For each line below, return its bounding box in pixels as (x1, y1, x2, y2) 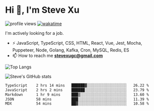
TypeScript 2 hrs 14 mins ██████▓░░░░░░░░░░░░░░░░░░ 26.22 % (5, 83, 149, 88)
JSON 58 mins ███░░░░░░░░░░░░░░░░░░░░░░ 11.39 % (5, 97, 149, 102)
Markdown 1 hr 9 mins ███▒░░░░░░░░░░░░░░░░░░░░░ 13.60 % (5, 92, 149, 97)
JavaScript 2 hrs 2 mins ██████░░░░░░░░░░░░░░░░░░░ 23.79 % (5, 87, 149, 92)
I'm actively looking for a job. (5, 30, 64, 36)
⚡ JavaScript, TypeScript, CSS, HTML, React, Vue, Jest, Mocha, (12, 40, 142, 46)
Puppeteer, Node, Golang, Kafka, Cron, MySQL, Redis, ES (12, 47, 129, 53)
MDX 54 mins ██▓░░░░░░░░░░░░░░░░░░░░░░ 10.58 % (5, 101, 149, 106)
